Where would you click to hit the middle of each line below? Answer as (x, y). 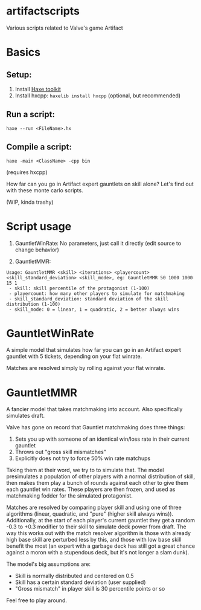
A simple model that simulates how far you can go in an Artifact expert (94, 350)
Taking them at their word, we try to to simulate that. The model (85, 470)
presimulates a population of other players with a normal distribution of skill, (101, 476)
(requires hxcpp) (27, 172)
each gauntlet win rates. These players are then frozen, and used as (91, 489)
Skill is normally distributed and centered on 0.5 (74, 576)
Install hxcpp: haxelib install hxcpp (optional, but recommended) (98, 96)
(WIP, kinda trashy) (30, 202)
